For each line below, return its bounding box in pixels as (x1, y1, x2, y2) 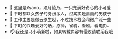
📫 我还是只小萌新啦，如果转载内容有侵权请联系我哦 (9, 29, 113, 34)
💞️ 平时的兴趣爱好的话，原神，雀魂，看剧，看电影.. (9, 23, 110, 28)
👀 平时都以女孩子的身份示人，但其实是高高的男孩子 (9, 11, 111, 16)
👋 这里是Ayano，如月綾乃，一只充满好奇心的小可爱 (9, 5, 111, 10)
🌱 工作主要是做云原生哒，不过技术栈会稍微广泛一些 (9, 17, 111, 22)
